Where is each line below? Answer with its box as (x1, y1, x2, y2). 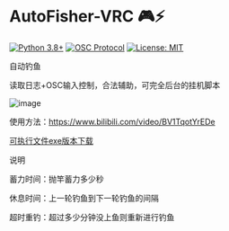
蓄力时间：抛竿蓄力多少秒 (9, 173, 104, 184)
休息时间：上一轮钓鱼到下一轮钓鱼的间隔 (9, 192, 159, 203)
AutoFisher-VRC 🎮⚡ (9, 6, 165, 27)
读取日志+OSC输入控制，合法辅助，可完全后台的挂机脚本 (9, 79, 221, 90)
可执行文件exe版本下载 (9, 135, 94, 146)
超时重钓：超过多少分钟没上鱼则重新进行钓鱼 (9, 211, 175, 222)
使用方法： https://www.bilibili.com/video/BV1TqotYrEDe (9, 116, 216, 127)
